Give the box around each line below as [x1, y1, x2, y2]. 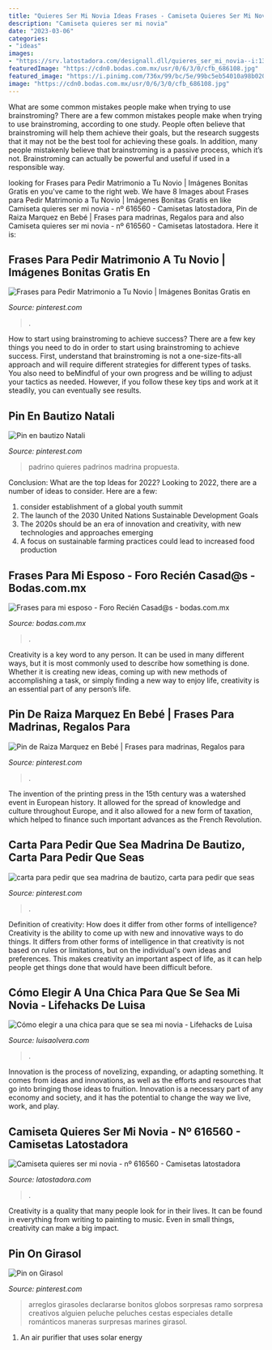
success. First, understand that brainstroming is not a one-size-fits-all [8, 351, 242, 361]
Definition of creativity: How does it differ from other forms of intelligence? [8, 919, 257, 929]
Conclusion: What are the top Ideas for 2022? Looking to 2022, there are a [8, 478, 257, 488]
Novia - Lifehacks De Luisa [8, 998, 146, 1012]
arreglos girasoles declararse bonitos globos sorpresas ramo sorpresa [28, 1300, 263, 1309]
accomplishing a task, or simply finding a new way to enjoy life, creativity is [8, 675, 260, 685]
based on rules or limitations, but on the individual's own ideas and [8, 945, 232, 955]
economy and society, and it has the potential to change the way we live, [8, 1092, 251, 1102]
